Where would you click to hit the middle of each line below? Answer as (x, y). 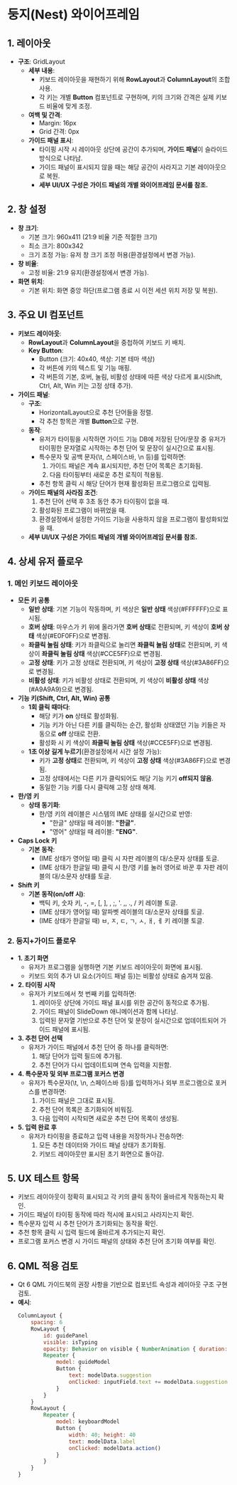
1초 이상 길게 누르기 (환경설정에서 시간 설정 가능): (95, 751)
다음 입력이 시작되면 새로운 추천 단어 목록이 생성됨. (109, 1118)
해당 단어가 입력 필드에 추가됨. (81, 1056)
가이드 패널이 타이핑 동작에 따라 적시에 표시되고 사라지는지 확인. (105, 1214)
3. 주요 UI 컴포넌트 (45, 315)
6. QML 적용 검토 (43, 1266)
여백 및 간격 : (45, 115)
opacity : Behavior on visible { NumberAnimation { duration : (136, 1349)
